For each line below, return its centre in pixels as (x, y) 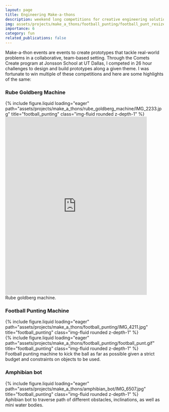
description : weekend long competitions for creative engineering (76, 19)
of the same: (18, 79)
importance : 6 (20, 29)
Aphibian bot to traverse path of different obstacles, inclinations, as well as (82, 399)
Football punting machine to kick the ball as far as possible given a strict (80, 354)
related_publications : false (36, 38)
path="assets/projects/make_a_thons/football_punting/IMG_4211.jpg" (77, 327)
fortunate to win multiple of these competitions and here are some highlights (84, 74)
